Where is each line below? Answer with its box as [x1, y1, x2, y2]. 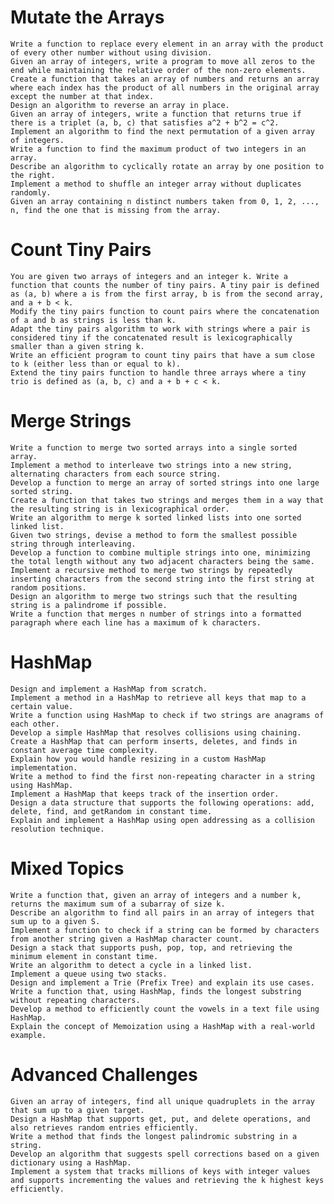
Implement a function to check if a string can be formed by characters [10, 925, 320, 935]
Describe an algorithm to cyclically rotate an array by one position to [10, 161, 325, 171]
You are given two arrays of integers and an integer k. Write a [10, 271, 288, 281]
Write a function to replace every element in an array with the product [10, 39, 325, 49]
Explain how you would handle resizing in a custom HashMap [10, 754, 267, 764]
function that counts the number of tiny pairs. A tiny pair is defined [10, 280, 320, 290]
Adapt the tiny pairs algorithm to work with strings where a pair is [10, 324, 311, 334]
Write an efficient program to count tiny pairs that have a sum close [10, 350, 315, 360]
